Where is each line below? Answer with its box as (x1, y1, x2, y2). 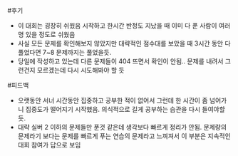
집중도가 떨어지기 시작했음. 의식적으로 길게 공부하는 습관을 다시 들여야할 (25, 105, 226, 113)
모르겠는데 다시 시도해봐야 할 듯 (36, 66, 125, 74)
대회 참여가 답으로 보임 (17, 141, 81, 149)
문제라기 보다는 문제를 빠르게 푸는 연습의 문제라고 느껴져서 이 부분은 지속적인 (17, 132, 232, 140)
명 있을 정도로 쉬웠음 (17, 31, 76, 38)
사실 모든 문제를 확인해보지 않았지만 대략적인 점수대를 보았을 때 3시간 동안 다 (17, 39, 231, 48)
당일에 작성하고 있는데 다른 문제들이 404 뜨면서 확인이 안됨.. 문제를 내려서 (17, 57, 224, 66)
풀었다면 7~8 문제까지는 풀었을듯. (17, 48, 112, 56)
